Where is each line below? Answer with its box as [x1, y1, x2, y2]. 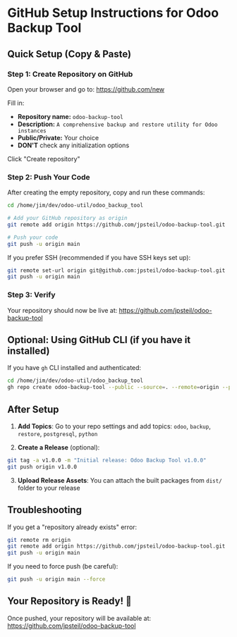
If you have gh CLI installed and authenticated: [7, 364, 142, 372]
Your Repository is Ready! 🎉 [7, 595, 132, 607]
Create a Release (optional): [17, 443, 100, 452]
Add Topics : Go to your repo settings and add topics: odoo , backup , [17, 421, 212, 431]
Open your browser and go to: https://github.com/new [7, 85, 165, 93]
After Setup [7, 403, 59, 415]
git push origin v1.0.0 [7, 463, 78, 470]
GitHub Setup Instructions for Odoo [7, 5, 219, 21]
